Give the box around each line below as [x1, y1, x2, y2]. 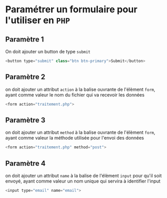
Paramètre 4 [5, 159, 46, 168]
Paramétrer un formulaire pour [5, 4, 138, 15]
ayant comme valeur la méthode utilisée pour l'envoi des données [5, 135, 144, 141]
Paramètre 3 [5, 115, 46, 124]
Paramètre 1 [5, 35, 44, 44]
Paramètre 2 [5, 73, 46, 82]
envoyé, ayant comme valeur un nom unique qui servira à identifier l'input [5, 178, 161, 184]
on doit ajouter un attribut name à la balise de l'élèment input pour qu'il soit [5, 173, 162, 179]
